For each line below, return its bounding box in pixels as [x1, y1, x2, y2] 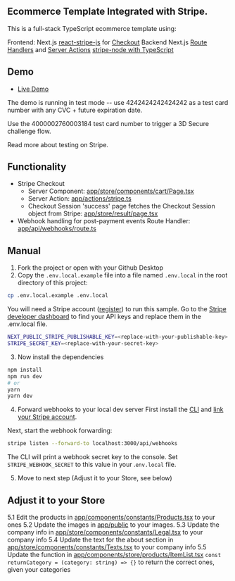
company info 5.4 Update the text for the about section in [7, 535, 174, 544]
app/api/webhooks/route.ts [17, 225, 97, 233]
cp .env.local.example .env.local [7, 292, 109, 299]
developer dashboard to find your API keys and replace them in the [7, 313, 202, 321]
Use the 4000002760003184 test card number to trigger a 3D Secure [7, 119, 210, 127]
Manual [7, 244, 41, 256]
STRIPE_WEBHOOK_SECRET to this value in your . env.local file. [7, 461, 177, 469]
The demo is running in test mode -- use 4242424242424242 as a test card [7, 98, 229, 106]
